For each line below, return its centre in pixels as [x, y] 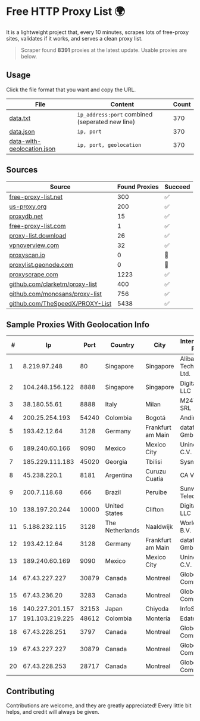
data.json [22, 131]
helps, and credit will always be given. [53, 712]
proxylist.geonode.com [41, 264]
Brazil [113, 492]
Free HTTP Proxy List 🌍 [66, 12]
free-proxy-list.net [36, 196]
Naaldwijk [159, 527]
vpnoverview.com [34, 245]
